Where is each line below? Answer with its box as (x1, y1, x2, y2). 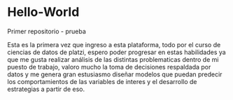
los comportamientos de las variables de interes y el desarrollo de (7, 77, 197, 85)
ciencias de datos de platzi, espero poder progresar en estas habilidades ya (7, 48, 226, 56)
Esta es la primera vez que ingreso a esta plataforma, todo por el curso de (7, 40, 221, 49)
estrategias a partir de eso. (7, 85, 85, 93)
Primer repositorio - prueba (7, 27, 86, 35)
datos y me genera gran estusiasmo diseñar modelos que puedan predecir (7, 70, 223, 78)
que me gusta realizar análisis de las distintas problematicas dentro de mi (7, 55, 219, 63)
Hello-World (7, 4, 80, 20)
